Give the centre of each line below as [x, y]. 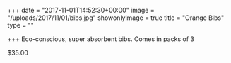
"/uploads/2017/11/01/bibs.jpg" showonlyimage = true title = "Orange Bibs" [116, 18]
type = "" [20, 25]
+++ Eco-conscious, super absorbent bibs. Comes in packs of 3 [101, 39]
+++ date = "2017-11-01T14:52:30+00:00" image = [81, 10]
